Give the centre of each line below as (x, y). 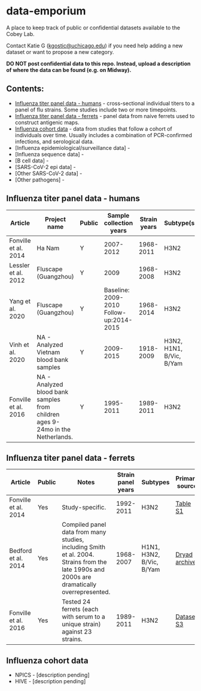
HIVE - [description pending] (50, 681)
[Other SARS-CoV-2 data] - (48, 173)
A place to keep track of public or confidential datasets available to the (93, 28)
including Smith (84, 547)
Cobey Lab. (20, 34)
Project (55, 219)
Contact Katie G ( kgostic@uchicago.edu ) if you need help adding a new (95, 46)
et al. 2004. (78, 554)
